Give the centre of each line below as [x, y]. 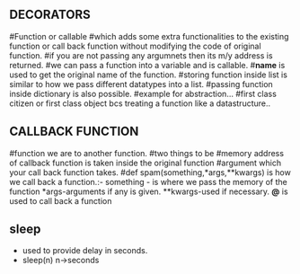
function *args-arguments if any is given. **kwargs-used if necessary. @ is [149, 191]
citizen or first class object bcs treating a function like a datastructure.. [140, 103]
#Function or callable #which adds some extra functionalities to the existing [149, 36]
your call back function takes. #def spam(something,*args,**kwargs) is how [150, 172]
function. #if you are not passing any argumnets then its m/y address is [141, 55]
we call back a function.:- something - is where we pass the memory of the [148, 181]
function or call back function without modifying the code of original [136, 46]
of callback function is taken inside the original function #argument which [146, 163]
